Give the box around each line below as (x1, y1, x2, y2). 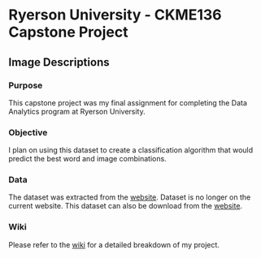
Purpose (8, 80, 43, 91)
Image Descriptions (8, 55, 110, 69)
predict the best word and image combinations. (8, 154, 167, 164)
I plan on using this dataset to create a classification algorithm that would (8, 145, 254, 155)
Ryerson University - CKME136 (8, 6, 222, 24)
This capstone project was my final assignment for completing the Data (8, 97, 248, 107)
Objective (8, 127, 48, 138)
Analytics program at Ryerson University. (8, 106, 146, 116)
